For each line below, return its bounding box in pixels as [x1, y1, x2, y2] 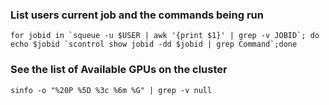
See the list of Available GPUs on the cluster [10, 63, 228, 77]
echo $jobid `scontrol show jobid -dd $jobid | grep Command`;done [10, 39, 298, 50]
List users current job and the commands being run [10, 8, 264, 22]
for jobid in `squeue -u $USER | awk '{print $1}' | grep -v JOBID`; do [10, 31, 320, 41]
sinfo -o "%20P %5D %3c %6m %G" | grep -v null [10, 85, 213, 95]
